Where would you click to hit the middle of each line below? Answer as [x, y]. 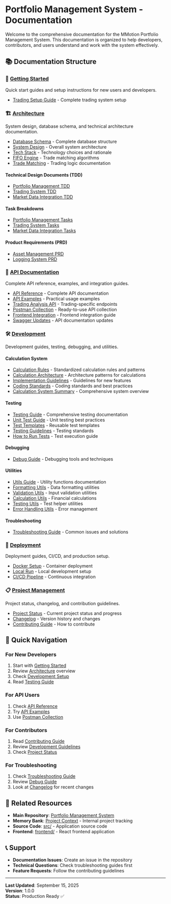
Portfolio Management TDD [41, 186]
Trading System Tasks [36, 225]
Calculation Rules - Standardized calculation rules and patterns [79, 370]
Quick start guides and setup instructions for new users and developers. [81, 90]
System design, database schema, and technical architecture [69, 126]
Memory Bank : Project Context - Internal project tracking [73, 821]
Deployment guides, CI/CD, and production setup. [58, 556]
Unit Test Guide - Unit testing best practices [59, 420]
